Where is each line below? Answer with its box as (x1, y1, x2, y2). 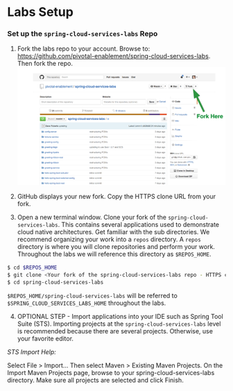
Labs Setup (7, 4, 74, 20)
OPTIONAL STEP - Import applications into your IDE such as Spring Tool (17, 312, 223, 320)
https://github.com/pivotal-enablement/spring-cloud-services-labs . (17, 52, 211, 60)
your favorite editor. (17, 334, 74, 342)
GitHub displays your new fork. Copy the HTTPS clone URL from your (17, 192, 216, 201)
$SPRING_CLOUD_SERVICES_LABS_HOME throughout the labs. (7, 299, 166, 307)
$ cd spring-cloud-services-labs (7, 279, 104, 286)
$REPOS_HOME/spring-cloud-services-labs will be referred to (7, 291, 178, 299)
